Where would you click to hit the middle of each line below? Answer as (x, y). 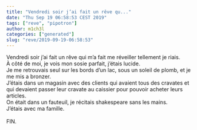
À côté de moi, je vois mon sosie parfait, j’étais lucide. (73, 63)
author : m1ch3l (25, 29)
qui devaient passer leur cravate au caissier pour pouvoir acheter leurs (95, 89)
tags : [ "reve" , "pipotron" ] (42, 23)
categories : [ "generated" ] (40, 34)
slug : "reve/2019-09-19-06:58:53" (50, 40)
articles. (16, 96)
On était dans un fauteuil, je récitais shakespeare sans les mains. (87, 102)
